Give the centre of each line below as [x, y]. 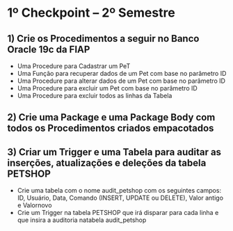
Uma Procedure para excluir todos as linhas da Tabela [95, 96]
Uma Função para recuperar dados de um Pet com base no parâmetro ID [122, 73]
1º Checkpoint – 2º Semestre [91, 13]
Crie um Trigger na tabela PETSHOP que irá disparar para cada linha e [118, 213]
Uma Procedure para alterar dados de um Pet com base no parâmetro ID [121, 81]
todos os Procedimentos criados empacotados [111, 128]
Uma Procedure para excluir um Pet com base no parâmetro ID [107, 88]
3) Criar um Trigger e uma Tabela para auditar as [114, 152]
